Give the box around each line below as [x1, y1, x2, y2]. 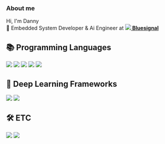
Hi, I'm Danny [6, 18, 40, 25]
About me [6, 4, 35, 12]
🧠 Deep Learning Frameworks [6, 78, 117, 89]
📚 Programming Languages [6, 42, 111, 53]
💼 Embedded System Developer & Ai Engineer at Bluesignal [6, 25, 159, 32]
